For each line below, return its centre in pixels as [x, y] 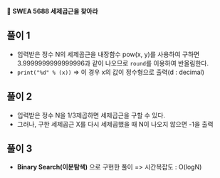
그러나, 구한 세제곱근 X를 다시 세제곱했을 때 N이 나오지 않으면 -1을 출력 [115, 124]
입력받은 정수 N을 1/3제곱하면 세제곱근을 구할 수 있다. [91, 115]
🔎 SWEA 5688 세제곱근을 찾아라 [52, 11]
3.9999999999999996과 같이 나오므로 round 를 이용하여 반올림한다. [113, 63]
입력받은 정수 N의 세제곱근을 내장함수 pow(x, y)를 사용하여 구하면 [108, 54]
